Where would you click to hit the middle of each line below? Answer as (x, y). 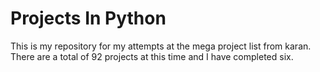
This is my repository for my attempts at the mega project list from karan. (161, 46)
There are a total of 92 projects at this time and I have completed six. (152, 56)
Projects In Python (88, 18)
